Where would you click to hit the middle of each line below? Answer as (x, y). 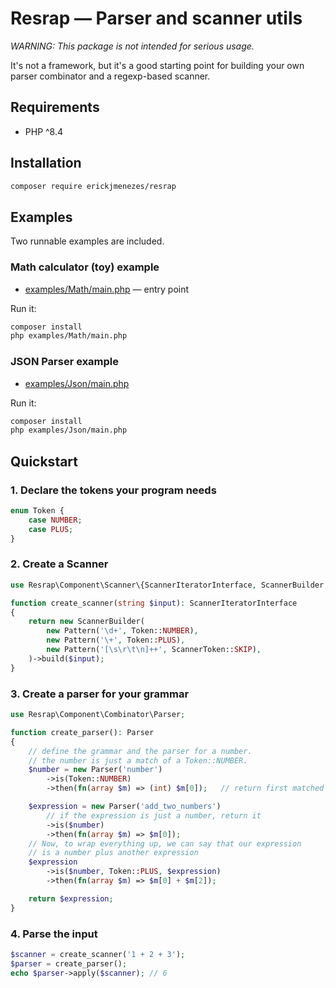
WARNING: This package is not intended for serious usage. (132, 46)
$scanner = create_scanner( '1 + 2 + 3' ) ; (98, 954)
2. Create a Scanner (59, 564)
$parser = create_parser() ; (69, 963)
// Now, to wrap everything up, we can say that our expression (165, 843)
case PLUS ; (51, 529)
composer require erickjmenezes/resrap (93, 186)
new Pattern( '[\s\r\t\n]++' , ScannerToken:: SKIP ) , (154, 650)
